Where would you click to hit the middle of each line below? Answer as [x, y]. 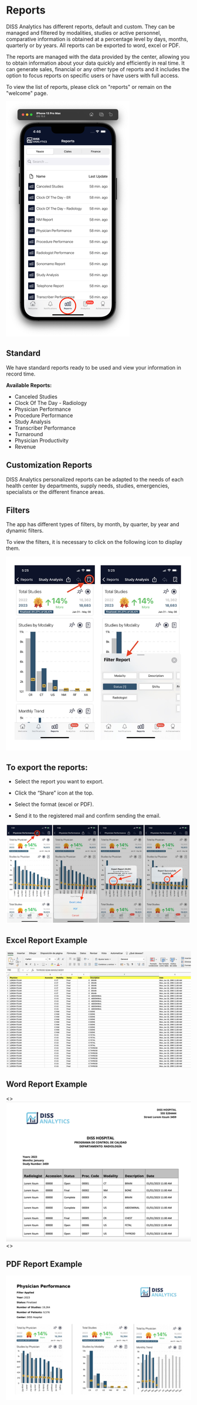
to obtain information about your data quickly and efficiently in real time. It [95, 63]
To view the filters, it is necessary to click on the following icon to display [94, 542]
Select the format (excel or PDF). [54, 805]
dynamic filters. [25, 531]
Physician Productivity [42, 440]
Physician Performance [43, 409]
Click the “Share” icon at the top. [54, 793]
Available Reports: [29, 385]
